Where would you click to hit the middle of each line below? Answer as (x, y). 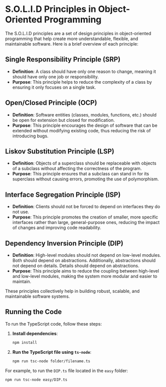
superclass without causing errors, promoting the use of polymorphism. (85, 179)
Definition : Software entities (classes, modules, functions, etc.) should (84, 114)
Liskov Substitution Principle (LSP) (60, 151)
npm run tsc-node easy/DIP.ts (36, 380)
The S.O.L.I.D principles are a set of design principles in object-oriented (78, 33)
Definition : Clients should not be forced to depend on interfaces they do (86, 207)
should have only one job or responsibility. (55, 77)
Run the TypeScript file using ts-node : (52, 352)
